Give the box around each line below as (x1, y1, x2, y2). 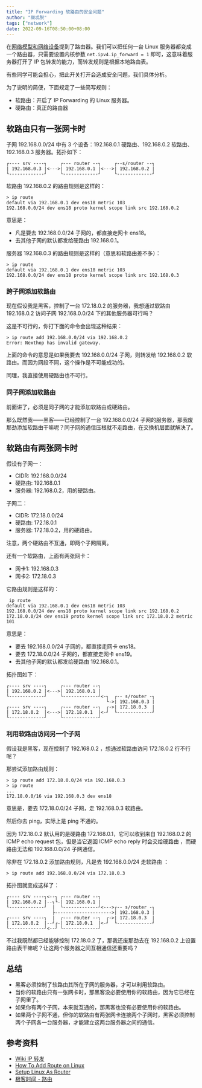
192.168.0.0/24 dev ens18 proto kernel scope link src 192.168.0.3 (6, 273, 180, 279)
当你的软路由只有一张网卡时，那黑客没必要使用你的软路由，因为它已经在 (14, 988, 195, 996)
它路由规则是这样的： (6, 586, 59, 593)
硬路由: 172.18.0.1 (14, 519, 57, 526)
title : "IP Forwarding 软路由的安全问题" (6, 8, 104, 15)
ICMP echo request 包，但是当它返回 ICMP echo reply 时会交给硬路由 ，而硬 (6, 838, 197, 845)
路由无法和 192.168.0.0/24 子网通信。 (6, 845, 98, 852)
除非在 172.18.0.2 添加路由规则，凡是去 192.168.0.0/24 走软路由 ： (6, 858, 169, 865)
